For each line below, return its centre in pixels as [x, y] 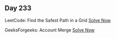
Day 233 [18, 8]
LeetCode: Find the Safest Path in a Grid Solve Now [58, 20]
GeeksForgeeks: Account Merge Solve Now [50, 30]
